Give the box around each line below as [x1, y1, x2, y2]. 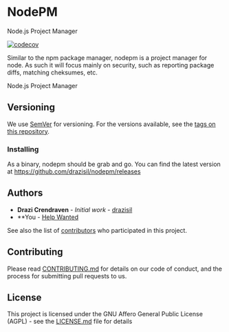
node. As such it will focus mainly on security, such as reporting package [7, 61, 215, 69]
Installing [7, 144, 39, 154]
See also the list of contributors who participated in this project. [7, 226, 188, 234]
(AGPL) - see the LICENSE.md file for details [7, 318, 133, 326]
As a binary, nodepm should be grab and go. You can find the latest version [7, 160, 221, 169]
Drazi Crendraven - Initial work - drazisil [17, 205, 133, 214]
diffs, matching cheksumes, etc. [7, 68, 98, 76]
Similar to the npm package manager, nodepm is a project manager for [7, 53, 208, 62]
